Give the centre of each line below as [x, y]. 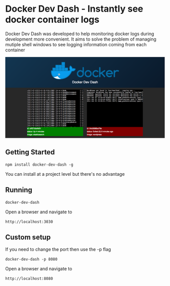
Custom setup [28, 237]
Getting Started [30, 152]
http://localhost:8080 [29, 279]
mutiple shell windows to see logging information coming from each [76, 44]
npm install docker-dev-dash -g [39, 165]
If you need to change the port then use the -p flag [58, 249]
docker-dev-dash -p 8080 [31, 260]
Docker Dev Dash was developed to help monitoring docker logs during [80, 34]
